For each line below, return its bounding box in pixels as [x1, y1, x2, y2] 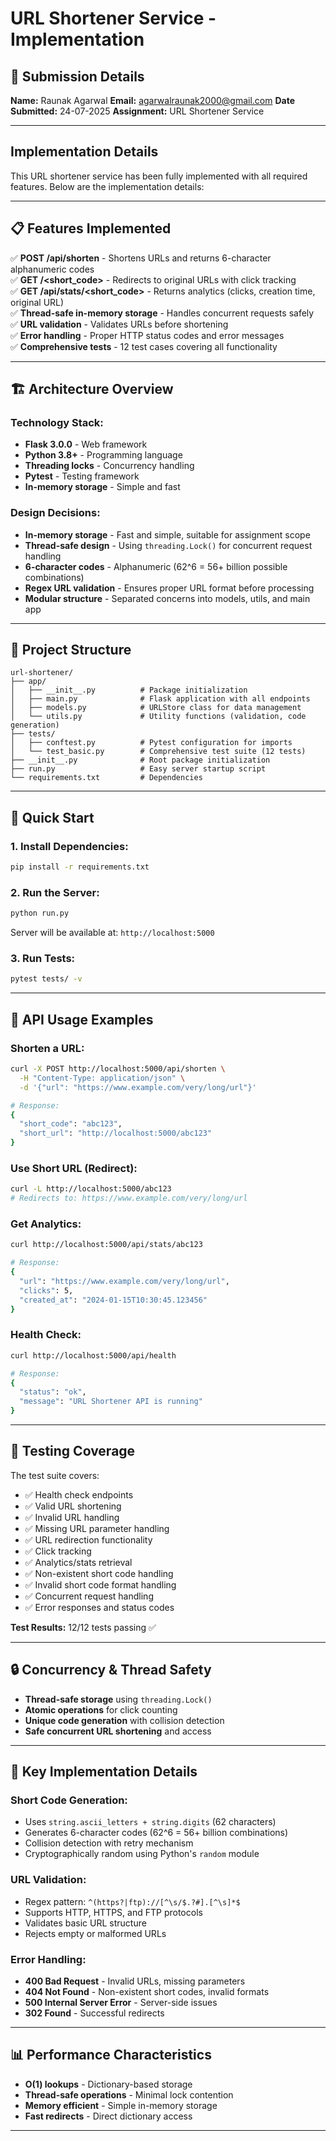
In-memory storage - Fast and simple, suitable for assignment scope [24, 528, 311, 541]
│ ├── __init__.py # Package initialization [10, 685, 248, 696]
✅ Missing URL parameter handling [24, 1522, 170, 1534]
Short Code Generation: [10, 1793, 128, 1807]
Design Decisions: [10, 506, 101, 520]
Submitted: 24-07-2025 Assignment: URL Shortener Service [10, 105, 265, 117]
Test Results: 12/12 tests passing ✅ [10, 1621, 157, 1633]
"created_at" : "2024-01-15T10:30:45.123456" [19, 1295, 208, 1305]
